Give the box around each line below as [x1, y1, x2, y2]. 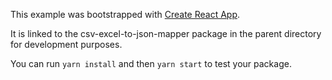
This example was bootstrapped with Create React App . [10, 9, 241, 20]
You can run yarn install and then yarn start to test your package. [10, 58, 292, 69]
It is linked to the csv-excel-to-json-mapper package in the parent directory [10, 28, 322, 39]
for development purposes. [10, 39, 123, 50]
